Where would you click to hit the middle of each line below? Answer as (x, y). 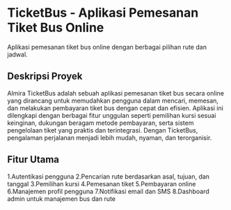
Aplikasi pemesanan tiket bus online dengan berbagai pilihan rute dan (107, 47)
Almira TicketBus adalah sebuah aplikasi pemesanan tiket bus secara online (116, 93)
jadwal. (17, 54)
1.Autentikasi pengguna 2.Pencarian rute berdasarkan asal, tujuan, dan (109, 177)
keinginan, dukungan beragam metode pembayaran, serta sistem (101, 123)
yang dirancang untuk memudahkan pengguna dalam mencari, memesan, (113, 100)
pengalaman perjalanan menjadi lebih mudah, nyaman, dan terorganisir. (110, 137)
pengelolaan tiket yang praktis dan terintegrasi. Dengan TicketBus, (103, 130)
